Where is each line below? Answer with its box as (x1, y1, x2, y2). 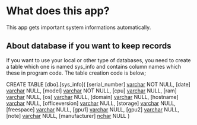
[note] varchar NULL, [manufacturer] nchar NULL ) (6, 112, 130, 119)
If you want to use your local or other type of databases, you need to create (6, 56, 191, 63)
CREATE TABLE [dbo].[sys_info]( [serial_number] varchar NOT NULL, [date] (6, 81, 191, 88)
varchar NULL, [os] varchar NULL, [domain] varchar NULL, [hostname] (6, 93, 179, 100)
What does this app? (6, 4, 110, 18)
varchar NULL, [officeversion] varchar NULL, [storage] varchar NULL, (6, 100, 176, 107)
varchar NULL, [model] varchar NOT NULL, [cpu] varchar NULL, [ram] (6, 87, 177, 94)
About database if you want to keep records (6, 41, 171, 51)
